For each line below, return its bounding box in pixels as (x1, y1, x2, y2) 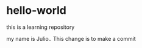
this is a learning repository (6, 23, 75, 31)
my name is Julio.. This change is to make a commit (6, 35, 136, 42)
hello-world (6, 4, 67, 17)
